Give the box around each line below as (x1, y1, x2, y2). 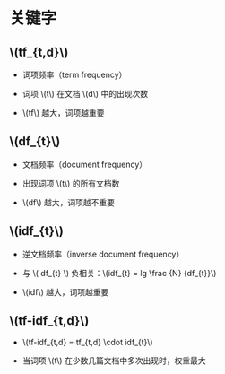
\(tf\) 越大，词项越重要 (22, 108, 105, 117)
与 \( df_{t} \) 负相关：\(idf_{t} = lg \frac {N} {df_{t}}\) (22, 267, 217, 278)
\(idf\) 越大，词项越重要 (22, 286, 109, 297)
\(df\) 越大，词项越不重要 (22, 196, 115, 207)
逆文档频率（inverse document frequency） (22, 248, 185, 259)
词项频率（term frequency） (22, 69, 127, 80)
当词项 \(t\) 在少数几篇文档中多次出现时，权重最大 (22, 355, 206, 366)
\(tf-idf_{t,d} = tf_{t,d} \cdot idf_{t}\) (22, 337, 154, 348)
